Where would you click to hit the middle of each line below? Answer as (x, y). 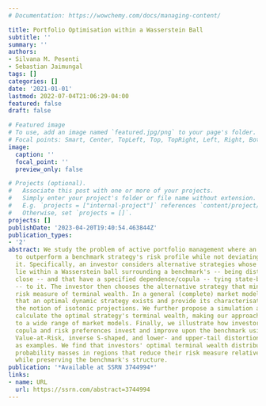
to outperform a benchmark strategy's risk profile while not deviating (138, 257)
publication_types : (40, 235)
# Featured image (37, 125)
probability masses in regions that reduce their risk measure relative (138, 353)
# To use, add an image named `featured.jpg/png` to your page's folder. (133, 133)
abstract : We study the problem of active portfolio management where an (133, 250)
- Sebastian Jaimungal (46, 67)
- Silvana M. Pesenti (44, 59)
